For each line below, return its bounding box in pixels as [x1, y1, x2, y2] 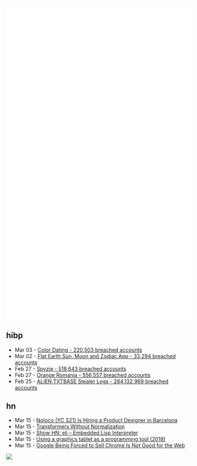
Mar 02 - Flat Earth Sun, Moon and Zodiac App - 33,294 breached [14, 352, 176, 359]
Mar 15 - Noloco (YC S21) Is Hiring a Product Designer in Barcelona [14, 417, 178, 424]
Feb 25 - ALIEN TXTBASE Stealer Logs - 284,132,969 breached [14, 378, 169, 385]
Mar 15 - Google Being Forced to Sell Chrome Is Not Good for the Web [14, 442, 185, 449]
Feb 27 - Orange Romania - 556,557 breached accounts [14, 371, 151, 378]
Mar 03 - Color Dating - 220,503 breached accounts [14, 346, 143, 353]
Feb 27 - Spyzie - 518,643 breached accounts [14, 365, 127, 372]
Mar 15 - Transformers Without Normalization [14, 423, 125, 430]
